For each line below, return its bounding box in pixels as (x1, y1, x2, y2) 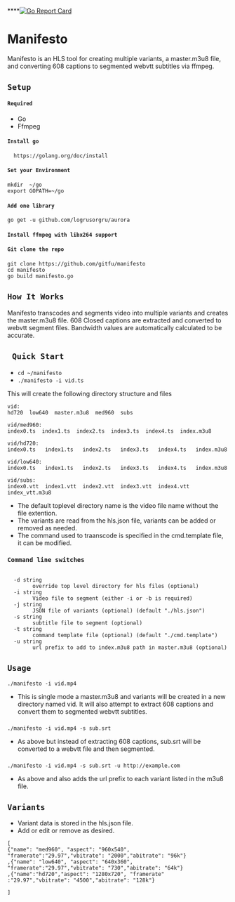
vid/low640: (7, 458, 42, 465)
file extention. (17, 509, 58, 517)
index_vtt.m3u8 (7, 489, 52, 496)
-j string (13, 601, 42, 608)
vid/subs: (7, 476, 36, 484)
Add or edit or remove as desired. (17, 826, 115, 835)
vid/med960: (7, 421, 42, 429)
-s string (13, 613, 42, 620)
